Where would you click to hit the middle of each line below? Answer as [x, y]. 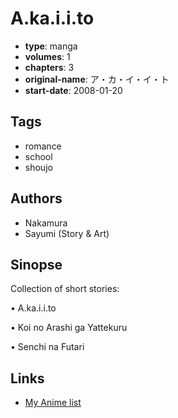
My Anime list [53, 403]
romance [43, 146]
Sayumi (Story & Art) [67, 233]
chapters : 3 [49, 67]
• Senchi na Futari [47, 347]
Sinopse [36, 264]
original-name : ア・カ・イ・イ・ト [97, 79]
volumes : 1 [47, 56]
